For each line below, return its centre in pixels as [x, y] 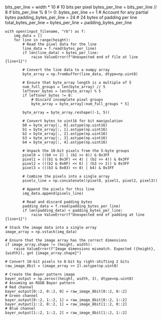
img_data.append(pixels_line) [53, 193]
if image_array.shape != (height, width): [49, 245]
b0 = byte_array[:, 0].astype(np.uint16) [65, 125]
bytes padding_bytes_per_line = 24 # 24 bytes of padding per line [71, 17]
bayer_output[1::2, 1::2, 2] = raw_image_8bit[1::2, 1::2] [66, 313]
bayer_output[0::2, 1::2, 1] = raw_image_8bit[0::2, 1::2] [66, 300]
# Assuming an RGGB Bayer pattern [40, 283]
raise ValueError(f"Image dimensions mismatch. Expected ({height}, [85, 249]
